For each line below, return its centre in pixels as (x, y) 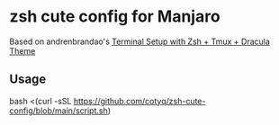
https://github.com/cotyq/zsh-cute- (139, 101)
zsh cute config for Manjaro (115, 17)
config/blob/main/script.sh (58, 111)
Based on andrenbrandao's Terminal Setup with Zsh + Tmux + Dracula (139, 41)
